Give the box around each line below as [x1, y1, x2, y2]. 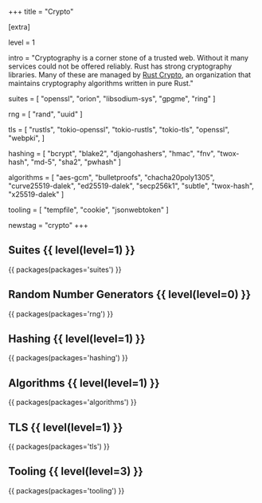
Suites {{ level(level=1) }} [8, 243, 135, 257]
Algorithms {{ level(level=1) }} [8, 376, 160, 390]
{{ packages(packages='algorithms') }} [8, 398, 137, 407]
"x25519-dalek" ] [8, 190, 65, 198]
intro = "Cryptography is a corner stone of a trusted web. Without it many [8, 53, 249, 62]
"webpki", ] [8, 133, 45, 143]
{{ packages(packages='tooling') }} [8, 485, 125, 495]
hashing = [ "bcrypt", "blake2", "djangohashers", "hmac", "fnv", [8, 149, 216, 158]
